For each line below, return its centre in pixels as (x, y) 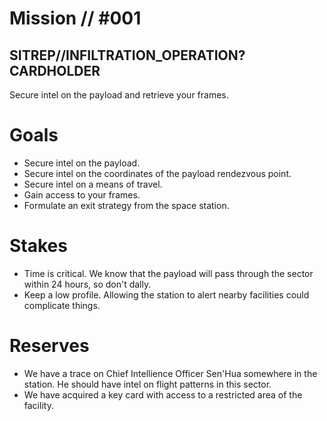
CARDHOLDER (55, 70)
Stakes (38, 246)
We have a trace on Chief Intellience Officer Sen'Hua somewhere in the (170, 373)
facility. (38, 405)
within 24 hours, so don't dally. (87, 284)
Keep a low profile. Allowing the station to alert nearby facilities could (166, 294)
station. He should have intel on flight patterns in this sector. (147, 384)
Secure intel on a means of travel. (93, 184)
